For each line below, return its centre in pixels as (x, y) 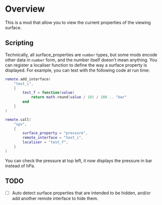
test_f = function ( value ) (49, 93)
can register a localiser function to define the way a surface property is (76, 65)
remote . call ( (18, 120)
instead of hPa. (20, 166)
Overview (25, 9)
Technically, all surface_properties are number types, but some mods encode (81, 55)
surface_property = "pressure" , (55, 133)
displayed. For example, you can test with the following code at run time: (78, 70)
